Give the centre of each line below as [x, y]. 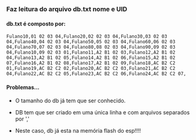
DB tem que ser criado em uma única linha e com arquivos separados [102, 113]
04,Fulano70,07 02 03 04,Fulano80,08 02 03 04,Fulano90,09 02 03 [91, 47]
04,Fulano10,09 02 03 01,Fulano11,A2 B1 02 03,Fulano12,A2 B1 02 [91, 53]
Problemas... [23, 87]
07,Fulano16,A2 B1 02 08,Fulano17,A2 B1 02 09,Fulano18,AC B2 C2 [91, 63]
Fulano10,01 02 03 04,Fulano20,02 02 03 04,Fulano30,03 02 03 [87, 37]
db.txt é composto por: [36, 24]
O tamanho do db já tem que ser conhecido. [70, 101]
